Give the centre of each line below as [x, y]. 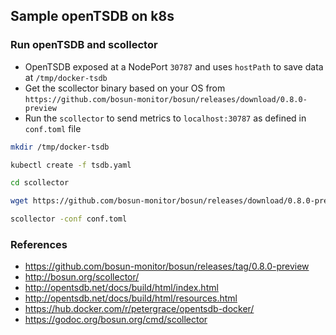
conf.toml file [53, 128]
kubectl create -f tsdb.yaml [71, 165]
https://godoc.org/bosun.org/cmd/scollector [116, 320]
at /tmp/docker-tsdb [66, 77]
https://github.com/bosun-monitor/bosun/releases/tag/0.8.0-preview [167, 266]
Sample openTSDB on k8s [92, 16]
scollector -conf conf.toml [69, 219]
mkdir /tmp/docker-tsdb [60, 147]
